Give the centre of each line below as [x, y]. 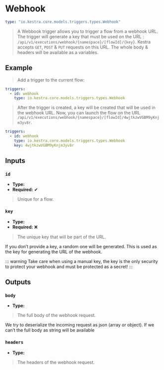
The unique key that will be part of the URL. [62, 237]
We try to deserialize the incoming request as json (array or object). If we [80, 325]
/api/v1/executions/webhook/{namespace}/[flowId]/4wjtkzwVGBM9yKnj [88, 118]
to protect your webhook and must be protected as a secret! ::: [69, 266]
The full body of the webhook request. [56, 316]
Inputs [15, 161]
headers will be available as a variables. [58, 52]
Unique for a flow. [35, 199]
